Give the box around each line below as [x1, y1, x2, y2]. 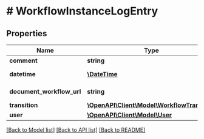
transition [9, 101, 38, 109]
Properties [6, 28, 47, 39]
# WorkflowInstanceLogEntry [6, 4, 158, 18]
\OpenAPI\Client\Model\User [87, 111, 172, 119]
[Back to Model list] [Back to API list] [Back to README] [6, 126, 146, 134]
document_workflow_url [9, 88, 81, 95]
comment [9, 56, 38, 65]
